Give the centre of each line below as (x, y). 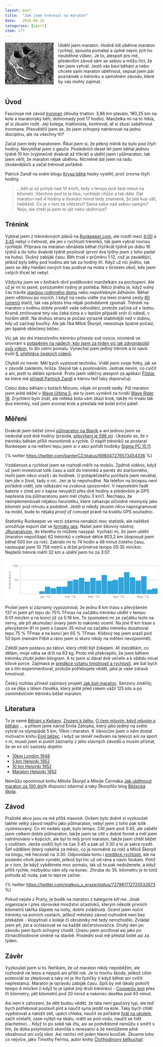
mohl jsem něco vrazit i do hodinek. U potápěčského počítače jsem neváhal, (81, 475)
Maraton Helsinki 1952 (34, 771)
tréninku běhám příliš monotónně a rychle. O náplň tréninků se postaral (76, 441)
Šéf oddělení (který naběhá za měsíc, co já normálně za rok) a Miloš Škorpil (81, 849)
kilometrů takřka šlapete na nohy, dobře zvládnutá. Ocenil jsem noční (74, 910)
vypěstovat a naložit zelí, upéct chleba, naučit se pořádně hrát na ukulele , (79, 1013)
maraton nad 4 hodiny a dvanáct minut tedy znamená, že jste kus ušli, (87, 199)
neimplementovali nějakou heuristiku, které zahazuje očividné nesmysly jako (81, 501)
